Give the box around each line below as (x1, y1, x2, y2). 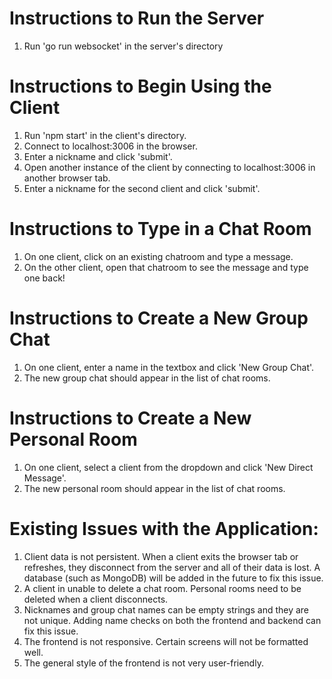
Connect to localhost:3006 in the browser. (23, 140, 198, 152)
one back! (23, 272, 66, 284)
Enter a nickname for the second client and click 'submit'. (23, 182, 261, 194)
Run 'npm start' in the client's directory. (23, 129, 187, 141)
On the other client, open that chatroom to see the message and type (23, 261, 309, 273)
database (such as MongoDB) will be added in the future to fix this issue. (23, 572, 324, 584)
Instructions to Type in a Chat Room (9, 218, 312, 241)
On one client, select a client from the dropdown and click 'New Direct (23, 461, 314, 473)
